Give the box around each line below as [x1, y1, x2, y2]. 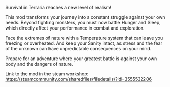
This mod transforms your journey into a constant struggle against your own [5, 14, 165, 20]
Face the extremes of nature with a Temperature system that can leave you [5, 35, 163, 41]
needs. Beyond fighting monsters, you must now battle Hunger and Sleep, [5, 20, 161, 25]
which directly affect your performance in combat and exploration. [5, 25, 145, 31]
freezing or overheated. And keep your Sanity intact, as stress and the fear [5, 40, 162, 46]
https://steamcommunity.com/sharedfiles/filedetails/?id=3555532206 [5, 76, 152, 82]
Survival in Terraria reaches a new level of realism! [5, 5, 111, 10]
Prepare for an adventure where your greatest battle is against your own [5, 55, 157, 62]
